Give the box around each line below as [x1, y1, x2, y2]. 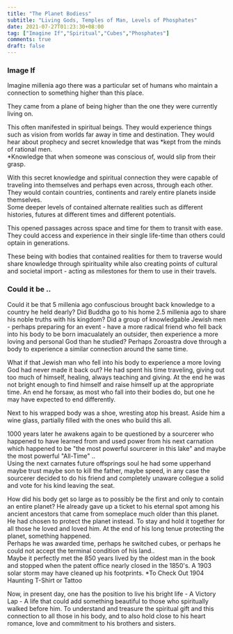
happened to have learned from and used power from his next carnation [7, 436, 214, 445]
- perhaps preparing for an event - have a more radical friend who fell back [7, 322, 223, 331]
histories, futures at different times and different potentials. [7, 210, 176, 219]
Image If [7, 65, 36, 75]
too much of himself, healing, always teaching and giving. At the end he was [7, 373, 225, 381]
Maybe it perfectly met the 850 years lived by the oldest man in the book [7, 554, 216, 562]
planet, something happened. [7, 532, 92, 540]
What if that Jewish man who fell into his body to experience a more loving [7, 358, 221, 366]
